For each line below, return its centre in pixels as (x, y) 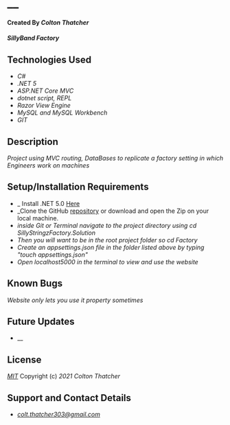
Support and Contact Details (69, 398)
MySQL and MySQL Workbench (62, 113)
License (24, 359)
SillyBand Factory (33, 38)
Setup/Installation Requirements (78, 187)
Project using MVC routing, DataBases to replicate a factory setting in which (115, 158)
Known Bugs (35, 284)
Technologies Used (49, 59)
